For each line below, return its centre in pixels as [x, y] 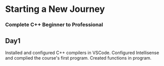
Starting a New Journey [55, 9]
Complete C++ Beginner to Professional [54, 25]
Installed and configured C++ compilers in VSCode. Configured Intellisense [82, 53]
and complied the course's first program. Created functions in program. [78, 58]
